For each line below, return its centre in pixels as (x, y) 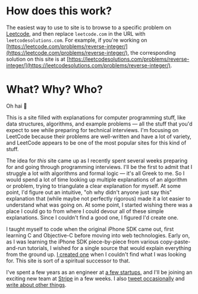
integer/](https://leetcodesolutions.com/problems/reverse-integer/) (88, 65)
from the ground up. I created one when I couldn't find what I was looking (96, 254)
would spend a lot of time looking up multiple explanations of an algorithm (97, 179)
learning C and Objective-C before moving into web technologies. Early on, (98, 235)
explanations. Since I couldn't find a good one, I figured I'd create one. (92, 217)
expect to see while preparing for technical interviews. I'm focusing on (92, 130)
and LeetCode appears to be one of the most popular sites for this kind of (96, 143)
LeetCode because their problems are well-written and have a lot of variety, (99, 136)
